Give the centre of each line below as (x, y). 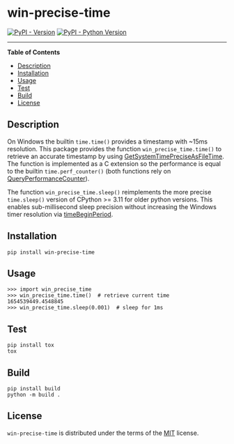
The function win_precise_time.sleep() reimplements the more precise (109, 192)
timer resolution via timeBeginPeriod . (60, 214)
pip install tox (31, 345)
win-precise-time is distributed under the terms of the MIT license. (103, 433)
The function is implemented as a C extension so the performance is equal (114, 163)
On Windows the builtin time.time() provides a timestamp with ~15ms (108, 141)
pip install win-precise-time (51, 252)
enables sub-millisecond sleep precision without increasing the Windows (112, 206)
